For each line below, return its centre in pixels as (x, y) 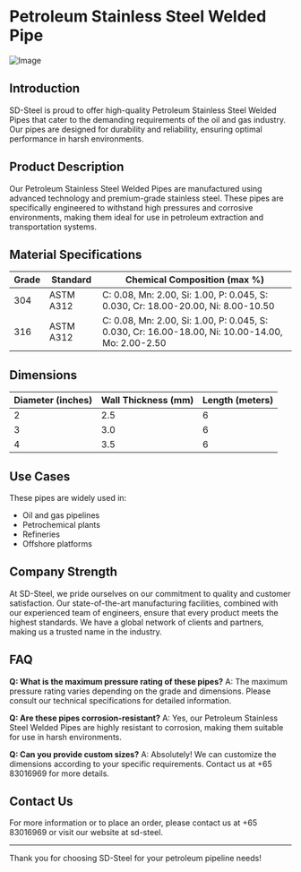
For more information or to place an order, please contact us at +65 (133, 823)
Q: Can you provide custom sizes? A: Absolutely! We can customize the (143, 754)
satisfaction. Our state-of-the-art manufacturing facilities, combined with (144, 603)
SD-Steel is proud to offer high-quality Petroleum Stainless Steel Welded (143, 110)
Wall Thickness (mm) (148, 401)
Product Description (67, 167)
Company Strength (64, 572)
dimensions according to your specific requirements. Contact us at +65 (141, 764)
